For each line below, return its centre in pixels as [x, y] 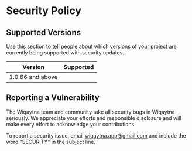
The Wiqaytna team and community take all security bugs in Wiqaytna [90, 112]
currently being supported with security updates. [65, 53]
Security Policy [44, 11]
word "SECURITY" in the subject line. [51, 142]
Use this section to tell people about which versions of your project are [91, 46]
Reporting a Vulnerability [53, 98]
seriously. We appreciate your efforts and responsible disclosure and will [94, 118]
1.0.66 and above [33, 77]
